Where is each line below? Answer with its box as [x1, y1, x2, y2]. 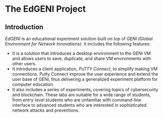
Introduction [5, 23, 44, 31]
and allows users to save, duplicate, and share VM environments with [12, 56, 151, 61]
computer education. [12, 81, 54, 87]
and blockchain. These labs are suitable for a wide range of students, [12, 92, 151, 98]
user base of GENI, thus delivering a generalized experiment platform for [12, 77, 158, 82]
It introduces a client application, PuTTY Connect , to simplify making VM [12, 66, 158, 72]
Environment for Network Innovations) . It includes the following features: [5, 41, 151, 47]
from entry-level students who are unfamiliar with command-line [12, 97, 142, 103]
